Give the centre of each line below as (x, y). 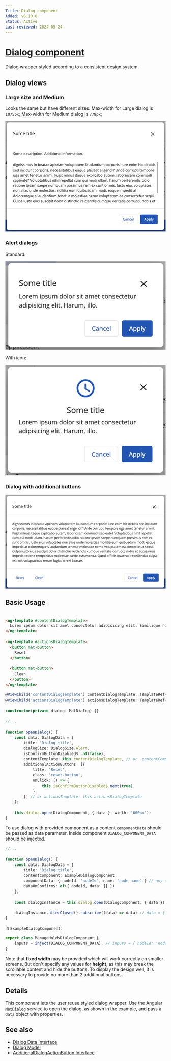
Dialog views (26, 83)
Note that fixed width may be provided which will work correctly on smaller (84, 958)
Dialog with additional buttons (43, 486)
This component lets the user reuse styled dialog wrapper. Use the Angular (84, 1003)
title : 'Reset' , (50, 770)
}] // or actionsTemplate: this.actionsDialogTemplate (83, 797)
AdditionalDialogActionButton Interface (54, 1053)
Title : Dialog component (32, 11)
